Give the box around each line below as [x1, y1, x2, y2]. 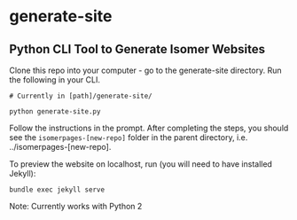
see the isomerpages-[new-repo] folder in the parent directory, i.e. [9, 132, 248, 143]
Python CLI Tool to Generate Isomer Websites [9, 42, 266, 57]
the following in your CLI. [9, 75, 100, 85]
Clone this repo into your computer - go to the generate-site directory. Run [9, 65, 282, 75]
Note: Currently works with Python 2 [9, 201, 143, 211]
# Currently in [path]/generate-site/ [9, 91, 152, 100]
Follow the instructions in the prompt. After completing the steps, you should [9, 122, 289, 133]
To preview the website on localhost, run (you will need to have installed [9, 159, 273, 169]
